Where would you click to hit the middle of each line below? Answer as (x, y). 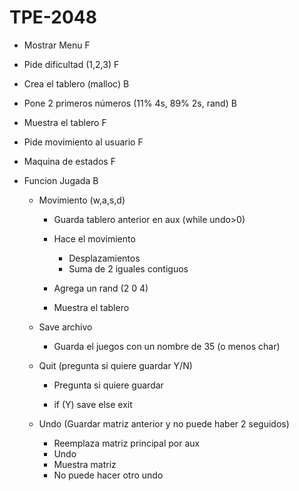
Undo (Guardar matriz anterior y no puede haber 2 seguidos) (164, 423)
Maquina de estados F (69, 161)
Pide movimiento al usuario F (83, 142)
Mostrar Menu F (57, 45)
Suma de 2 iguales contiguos (128, 268)
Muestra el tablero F (65, 122)
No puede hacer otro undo (108, 475)
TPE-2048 (53, 17)
